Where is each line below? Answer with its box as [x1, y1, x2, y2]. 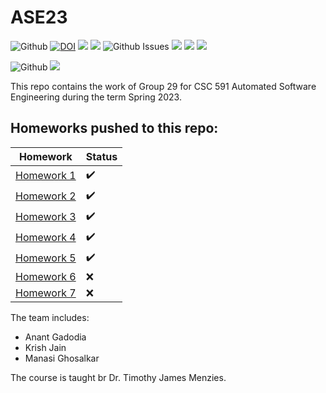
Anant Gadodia [24, 331, 87, 343]
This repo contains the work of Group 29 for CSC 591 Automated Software [10, 80, 317, 92]
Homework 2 [15, 189, 77, 203]
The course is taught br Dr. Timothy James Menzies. [10, 371, 227, 383]
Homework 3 [15, 210, 77, 224]
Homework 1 [15, 169, 77, 183]
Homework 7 [15, 286, 77, 300]
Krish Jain [24, 341, 67, 353]
